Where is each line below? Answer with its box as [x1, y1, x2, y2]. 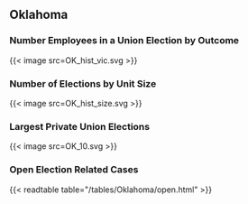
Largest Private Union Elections [9, 120, 151, 133]
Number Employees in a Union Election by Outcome [9, 34, 240, 47]
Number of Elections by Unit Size [9, 77, 157, 89]
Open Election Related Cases [9, 163, 139, 176]
